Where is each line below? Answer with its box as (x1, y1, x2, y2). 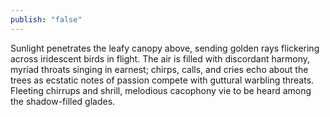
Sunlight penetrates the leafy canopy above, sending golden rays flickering (10, 42, 320, 54)
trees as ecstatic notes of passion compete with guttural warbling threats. (10, 74, 315, 86)
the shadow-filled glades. (10, 95, 116, 107)
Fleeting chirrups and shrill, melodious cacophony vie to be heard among (10, 84, 312, 96)
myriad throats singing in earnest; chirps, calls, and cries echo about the (10, 63, 309, 75)
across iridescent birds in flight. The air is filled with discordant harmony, (10, 52, 311, 65)
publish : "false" (10, 14, 83, 25)
